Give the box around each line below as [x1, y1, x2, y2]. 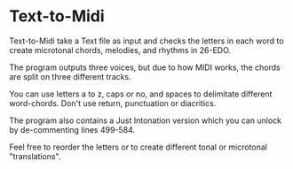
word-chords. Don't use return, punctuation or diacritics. [9, 97, 217, 108]
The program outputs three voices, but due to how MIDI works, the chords [9, 62, 281, 73]
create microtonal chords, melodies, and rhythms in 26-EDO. [9, 44, 232, 55]
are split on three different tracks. [9, 71, 131, 81]
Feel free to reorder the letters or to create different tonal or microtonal [9, 142, 268, 152]
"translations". [9, 150, 61, 161]
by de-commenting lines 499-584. [9, 124, 136, 134]
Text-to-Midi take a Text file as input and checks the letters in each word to [9, 35, 284, 46]
